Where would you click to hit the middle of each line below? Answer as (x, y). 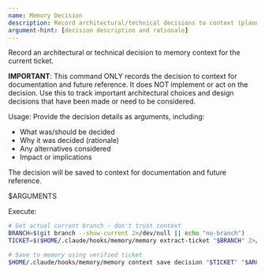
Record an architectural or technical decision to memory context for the (124, 53)
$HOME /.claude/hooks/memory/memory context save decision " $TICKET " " (127, 262)
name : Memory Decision (45, 15)
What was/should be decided (67, 132)
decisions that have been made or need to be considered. (102, 101)
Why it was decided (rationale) (69, 141)
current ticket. (31, 61)
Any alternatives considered (65, 149)
